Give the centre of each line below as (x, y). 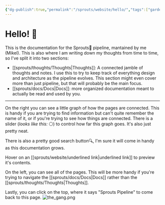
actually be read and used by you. (46, 93)
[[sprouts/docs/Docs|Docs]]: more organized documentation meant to (83, 88)
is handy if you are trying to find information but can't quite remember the (80, 113)
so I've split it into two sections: (37, 58)
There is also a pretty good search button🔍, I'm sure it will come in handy (80, 141)
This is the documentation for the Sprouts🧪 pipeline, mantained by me (76, 48)
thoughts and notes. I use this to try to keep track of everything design (83, 73)
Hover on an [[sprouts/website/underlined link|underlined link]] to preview (80, 157)
